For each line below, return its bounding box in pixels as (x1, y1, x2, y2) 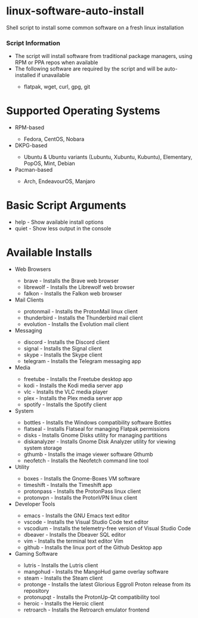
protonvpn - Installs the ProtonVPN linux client (23, 494, 138, 501)
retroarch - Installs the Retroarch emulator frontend (23, 606, 150, 614)
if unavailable (36, 72, 70, 79)
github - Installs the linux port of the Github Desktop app (23, 544, 163, 551)
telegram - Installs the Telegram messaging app (23, 358, 141, 365)
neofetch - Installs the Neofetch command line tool (23, 457, 149, 464)
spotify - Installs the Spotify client (23, 401, 107, 408)
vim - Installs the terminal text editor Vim (23, 537, 123, 545)
